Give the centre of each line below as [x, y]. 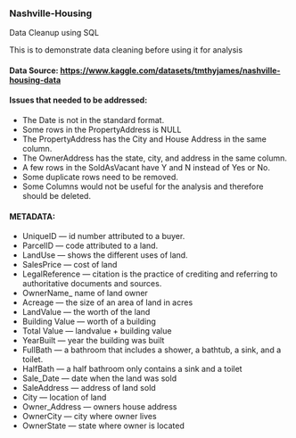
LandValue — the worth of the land [86, 312]
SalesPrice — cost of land [70, 265]
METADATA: [33, 216]
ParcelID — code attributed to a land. [90, 246]
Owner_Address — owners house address [99, 407]
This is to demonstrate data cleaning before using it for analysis [126, 50]
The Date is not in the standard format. [93, 120]
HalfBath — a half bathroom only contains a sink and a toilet [132, 369]
